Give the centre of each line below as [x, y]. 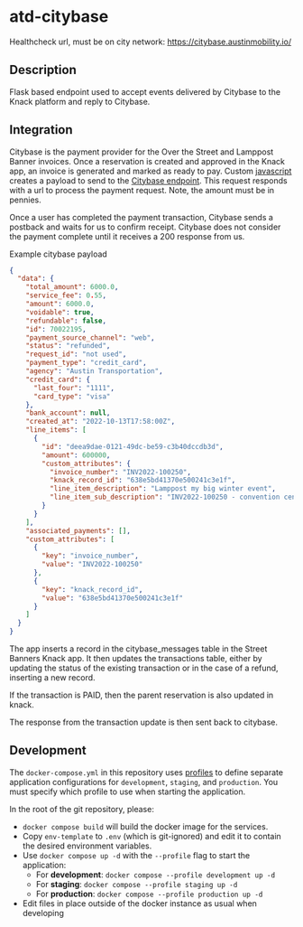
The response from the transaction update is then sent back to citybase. [143, 722]
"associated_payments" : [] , [78, 530]
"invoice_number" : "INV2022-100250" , [120, 472]
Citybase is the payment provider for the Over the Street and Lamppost [142, 152]
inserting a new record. [53, 678]
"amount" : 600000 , [76, 455]
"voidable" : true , [60, 312]
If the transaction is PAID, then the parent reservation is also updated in [142, 695]
